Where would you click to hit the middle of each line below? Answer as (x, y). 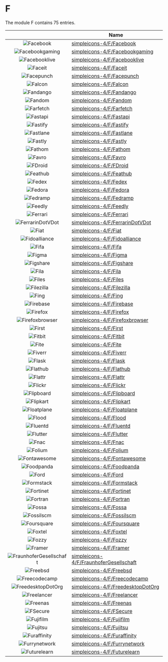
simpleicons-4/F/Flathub (101, 369)
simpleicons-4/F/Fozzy (99, 540)
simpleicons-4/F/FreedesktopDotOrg (115, 586)
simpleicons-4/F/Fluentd (101, 426)
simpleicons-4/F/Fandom (102, 100)
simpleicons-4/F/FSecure (102, 611)
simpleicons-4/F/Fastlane (102, 133)
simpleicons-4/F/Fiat (96, 230)
